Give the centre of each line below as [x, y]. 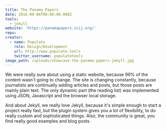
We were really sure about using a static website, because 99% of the [77, 74]
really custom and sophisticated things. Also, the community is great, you [80, 116]
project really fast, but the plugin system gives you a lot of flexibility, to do [81, 111]
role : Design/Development [41, 47]
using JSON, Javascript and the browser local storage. [61, 96]
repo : [11, 33]
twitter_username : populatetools [49, 56]
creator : [14, 38]
